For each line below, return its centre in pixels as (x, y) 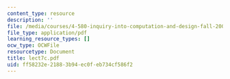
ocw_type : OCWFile (33, 45)
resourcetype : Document (41, 52)
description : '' (30, 20)
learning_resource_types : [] (49, 39)
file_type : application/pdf (47, 33)
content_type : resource (41, 13)
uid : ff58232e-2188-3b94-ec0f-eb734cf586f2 (70, 65)
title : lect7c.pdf (33, 58)
